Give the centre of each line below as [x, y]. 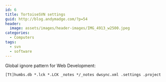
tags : [11, 42]
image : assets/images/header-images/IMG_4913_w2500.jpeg [70, 28]
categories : [17, 33]
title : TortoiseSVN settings [35, 14]
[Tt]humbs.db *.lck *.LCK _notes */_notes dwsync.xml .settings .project [83, 75]
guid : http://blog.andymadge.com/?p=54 [46, 19]
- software [21, 51]
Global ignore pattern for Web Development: [50, 66]
